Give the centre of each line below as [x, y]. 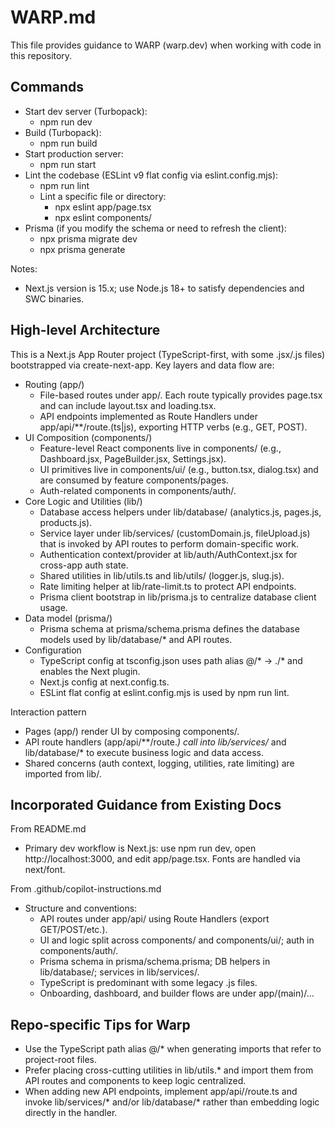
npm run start [68, 164]
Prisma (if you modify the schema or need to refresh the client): [155, 228]
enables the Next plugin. [90, 671]
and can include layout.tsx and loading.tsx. [128, 405]
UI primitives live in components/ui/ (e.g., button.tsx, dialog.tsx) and [179, 469]
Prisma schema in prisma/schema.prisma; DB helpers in [155, 962]
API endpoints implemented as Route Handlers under [148, 416]
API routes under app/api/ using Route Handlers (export [154, 919]
